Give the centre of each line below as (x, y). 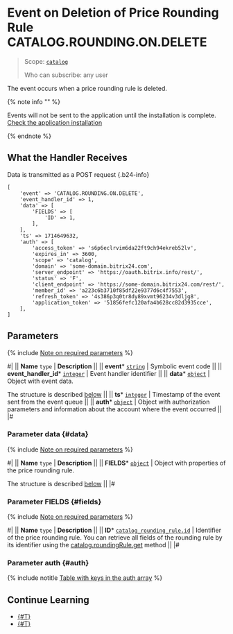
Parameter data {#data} (48, 434)
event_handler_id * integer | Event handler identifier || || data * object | (109, 373)
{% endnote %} (29, 136)
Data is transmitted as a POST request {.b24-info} (78, 174)
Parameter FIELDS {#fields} (54, 502)
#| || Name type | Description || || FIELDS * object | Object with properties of (116, 463)
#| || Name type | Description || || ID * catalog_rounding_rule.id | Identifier (114, 530)
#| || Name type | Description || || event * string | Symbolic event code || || (115, 366)
